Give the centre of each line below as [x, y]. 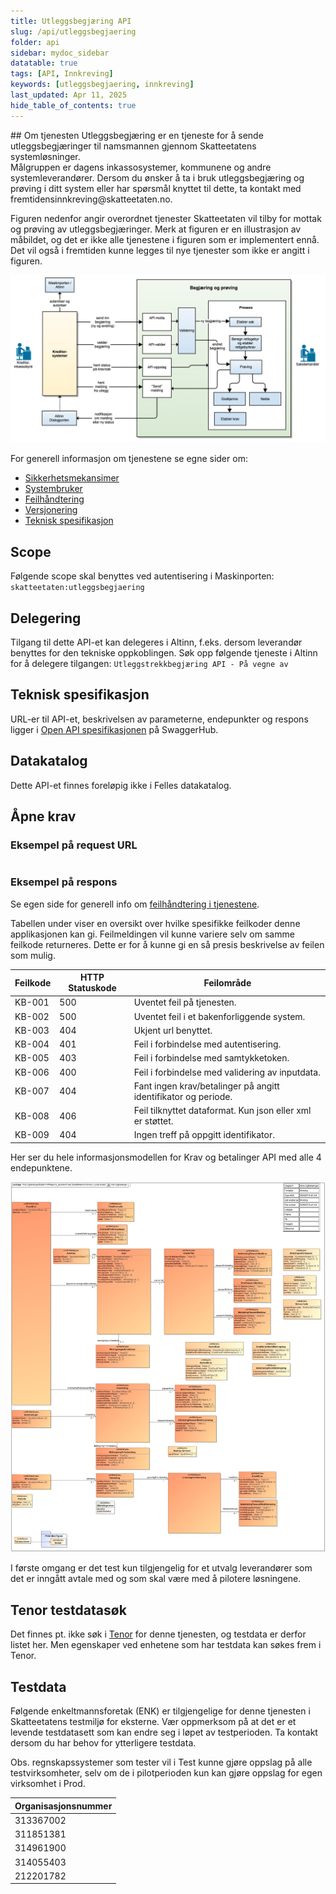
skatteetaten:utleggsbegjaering [77, 588]
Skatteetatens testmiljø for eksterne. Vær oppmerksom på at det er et [153, 1721]
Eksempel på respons [64, 882]
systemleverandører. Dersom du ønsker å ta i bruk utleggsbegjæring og [157, 177]
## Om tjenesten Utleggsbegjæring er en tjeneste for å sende [137, 135]
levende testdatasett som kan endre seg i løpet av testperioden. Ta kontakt [164, 1732]
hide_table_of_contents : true [73, 105]
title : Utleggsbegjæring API [71, 21]
